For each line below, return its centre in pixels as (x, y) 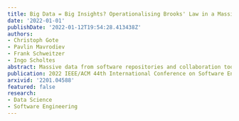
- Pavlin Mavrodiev (36, 47)
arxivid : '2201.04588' (41, 80)
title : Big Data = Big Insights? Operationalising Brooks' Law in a (111, 14)
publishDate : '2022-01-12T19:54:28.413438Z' (74, 27)
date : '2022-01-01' (36, 21)
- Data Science (30, 100)
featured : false (31, 87)
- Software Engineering (43, 107)
